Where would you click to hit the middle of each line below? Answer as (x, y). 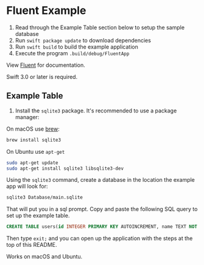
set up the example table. (38, 216)
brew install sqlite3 (34, 140)
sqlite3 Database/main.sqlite (45, 198)
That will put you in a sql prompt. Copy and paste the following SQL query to (102, 209)
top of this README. (32, 245)
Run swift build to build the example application (76, 47)
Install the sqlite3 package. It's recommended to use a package (96, 111)
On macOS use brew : (33, 129)
